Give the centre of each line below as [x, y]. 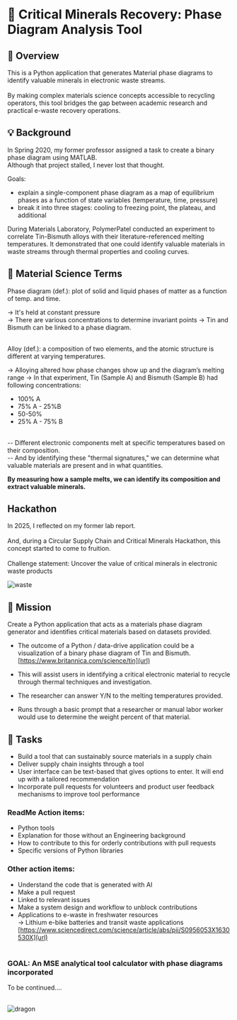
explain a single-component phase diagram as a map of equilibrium [116, 192]
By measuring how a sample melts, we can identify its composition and [114, 479]
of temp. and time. [34, 298]
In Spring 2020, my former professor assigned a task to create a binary [111, 150]
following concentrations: [44, 385]
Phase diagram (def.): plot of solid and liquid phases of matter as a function [117, 291]
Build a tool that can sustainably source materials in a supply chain [115, 757]
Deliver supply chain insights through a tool [81, 764]
